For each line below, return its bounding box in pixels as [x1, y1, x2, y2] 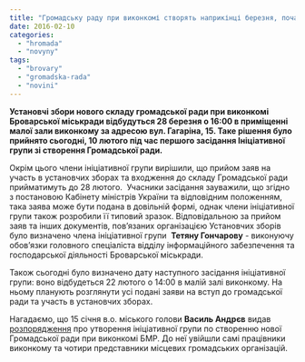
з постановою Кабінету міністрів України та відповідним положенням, [9, 191, 283, 202]
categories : [9, 30, 54, 39]
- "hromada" [17, 38, 64, 48]
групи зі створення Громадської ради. [9, 145, 163, 156]
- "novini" [17, 81, 59, 90]
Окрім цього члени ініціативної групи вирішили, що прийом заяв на [9, 162, 271, 173]
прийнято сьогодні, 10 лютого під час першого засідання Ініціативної [9, 135, 286, 146]
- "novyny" [17, 47, 59, 56]
